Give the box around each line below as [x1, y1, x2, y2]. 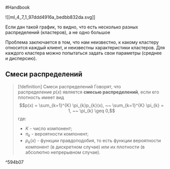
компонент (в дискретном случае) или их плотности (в [25, 144, 145, 150]
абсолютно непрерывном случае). [25, 149, 100, 155]
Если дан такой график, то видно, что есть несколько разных [5, 24, 139, 30]
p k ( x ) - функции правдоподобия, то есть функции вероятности [25, 137, 161, 145]
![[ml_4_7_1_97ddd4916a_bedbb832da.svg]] [5, 14, 95, 20]
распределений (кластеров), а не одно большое [5, 29, 111, 35]
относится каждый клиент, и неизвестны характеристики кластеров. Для [5, 45, 165, 50]
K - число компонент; [25, 125, 73, 131]
